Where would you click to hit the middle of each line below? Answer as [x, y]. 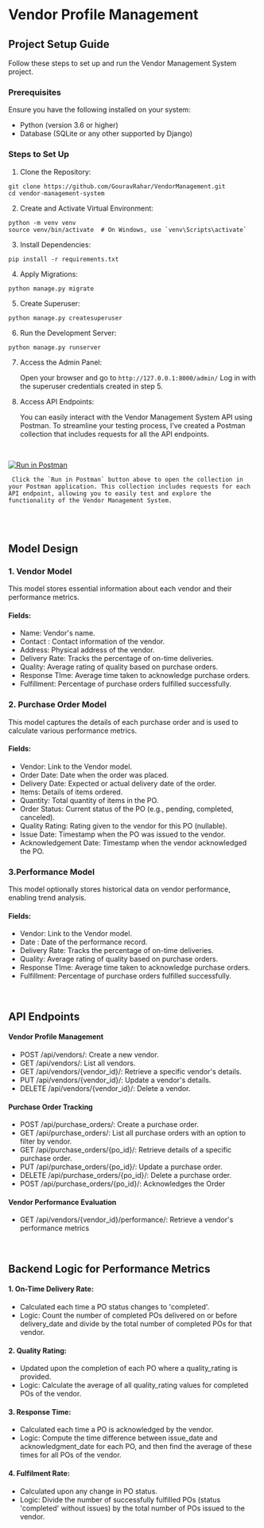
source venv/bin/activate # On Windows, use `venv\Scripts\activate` [128, 230]
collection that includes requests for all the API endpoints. [114, 434]
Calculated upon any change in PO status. [88, 1491]
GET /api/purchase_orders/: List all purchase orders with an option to [133, 1133]
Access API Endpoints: [57, 401]
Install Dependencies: [55, 244]
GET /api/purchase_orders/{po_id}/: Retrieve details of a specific [126, 1150]
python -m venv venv [43, 223]
